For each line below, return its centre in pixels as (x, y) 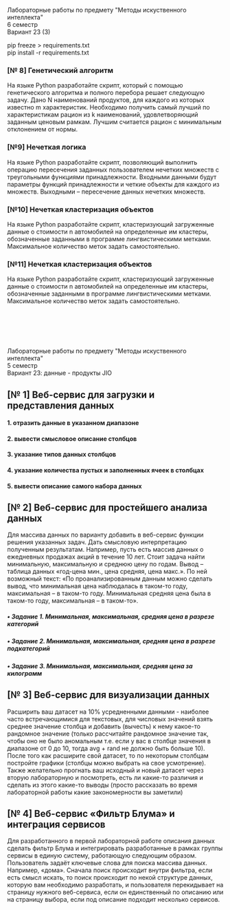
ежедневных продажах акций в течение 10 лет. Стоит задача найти (106, 557)
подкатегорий (28, 649)
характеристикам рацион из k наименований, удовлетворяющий (103, 115)
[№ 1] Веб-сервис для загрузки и (81, 394)
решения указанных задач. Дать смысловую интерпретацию (97, 542)
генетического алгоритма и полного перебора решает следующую (106, 93)
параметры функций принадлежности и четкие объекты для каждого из (113, 184)
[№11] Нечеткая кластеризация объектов (80, 264)
